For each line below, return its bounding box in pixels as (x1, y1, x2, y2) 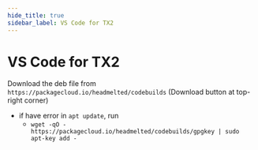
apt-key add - (30, 135, 77, 143)
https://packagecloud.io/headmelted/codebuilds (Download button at (7, 88, 235, 97)
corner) (24, 96, 49, 105)
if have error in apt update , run (18, 111, 119, 121)
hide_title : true (7, 11, 65, 20)
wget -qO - (30, 121, 67, 129)
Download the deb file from (7, 79, 96, 88)
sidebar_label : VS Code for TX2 (7, 19, 114, 27)
